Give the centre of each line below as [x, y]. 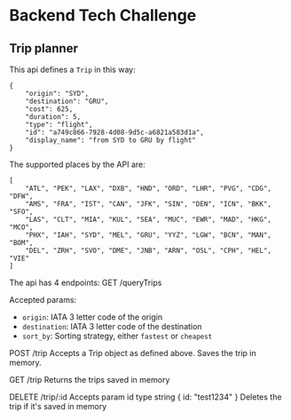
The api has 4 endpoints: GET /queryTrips [86, 282]
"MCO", [21, 227]
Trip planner [43, 48]
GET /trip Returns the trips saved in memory [90, 380]
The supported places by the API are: [77, 164]
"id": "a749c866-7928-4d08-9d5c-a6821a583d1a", [114, 132]
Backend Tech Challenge [103, 16]
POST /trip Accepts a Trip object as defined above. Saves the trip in [133, 353]
